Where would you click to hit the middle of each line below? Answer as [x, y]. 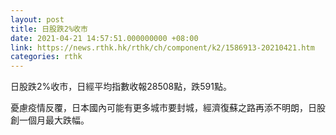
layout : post [37, 19]
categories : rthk [46, 57]
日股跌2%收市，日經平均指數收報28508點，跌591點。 [121, 87]
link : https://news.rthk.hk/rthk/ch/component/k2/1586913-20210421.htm [162, 47]
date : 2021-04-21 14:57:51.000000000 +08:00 [104, 38]
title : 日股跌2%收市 [49, 29]
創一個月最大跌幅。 [50, 120]
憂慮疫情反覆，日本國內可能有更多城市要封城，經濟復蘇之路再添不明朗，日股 [168, 108]
